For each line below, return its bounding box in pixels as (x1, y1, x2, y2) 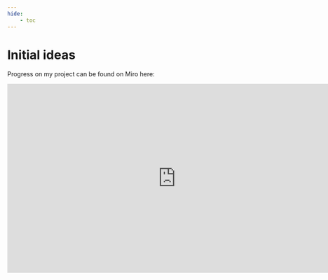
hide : (7, 10, 23, 17)
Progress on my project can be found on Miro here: (7, 70, 156, 78)
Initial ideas (7, 47, 76, 63)
